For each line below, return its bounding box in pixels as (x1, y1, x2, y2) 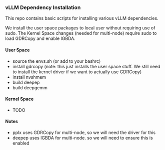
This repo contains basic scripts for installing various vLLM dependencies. (5, 15, 158, 21)
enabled (12, 140, 29, 146)
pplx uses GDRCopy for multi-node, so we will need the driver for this (12, 129, 156, 136)
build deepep (12, 79, 40, 85)
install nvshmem (12, 74, 46, 80)
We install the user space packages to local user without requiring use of (5, 25, 155, 31)
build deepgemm (12, 84, 47, 91)
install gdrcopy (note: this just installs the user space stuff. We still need (12, 63, 160, 69)
